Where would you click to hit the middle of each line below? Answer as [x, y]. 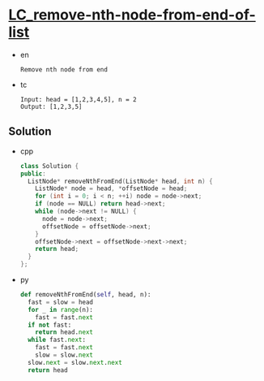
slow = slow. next [64, 355]
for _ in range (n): [61, 310]
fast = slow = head [61, 302]
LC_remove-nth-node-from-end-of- [132, 15]
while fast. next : [57, 340]
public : [33, 173]
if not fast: [50, 325]
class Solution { [49, 166]
